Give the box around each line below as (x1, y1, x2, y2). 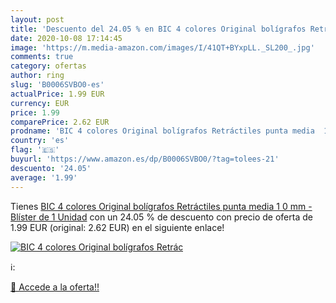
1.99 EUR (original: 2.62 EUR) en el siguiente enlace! (10, 221, 225, 233)
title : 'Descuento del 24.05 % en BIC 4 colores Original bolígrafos (10, 24, 307, 34)
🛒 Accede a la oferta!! (10, 281, 100, 293)
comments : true (10, 52, 74, 62)
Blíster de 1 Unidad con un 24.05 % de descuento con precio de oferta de (10, 211, 313, 223)
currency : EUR (10, 98, 70, 108)
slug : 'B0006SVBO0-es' (10, 80, 105, 90)
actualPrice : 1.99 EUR (10, 89, 105, 99)
